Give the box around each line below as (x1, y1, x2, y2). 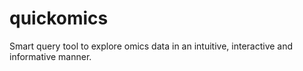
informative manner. (9, 50, 92, 62)
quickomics (9, 7, 109, 30)
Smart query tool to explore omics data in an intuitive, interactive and (9, 40, 294, 52)
